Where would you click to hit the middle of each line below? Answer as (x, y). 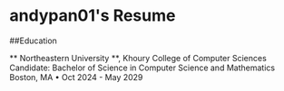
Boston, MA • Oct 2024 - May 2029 (76, 77)
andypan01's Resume (93, 16)
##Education (33, 41)
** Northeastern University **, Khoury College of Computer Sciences (138, 58)
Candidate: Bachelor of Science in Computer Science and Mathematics (142, 68)
